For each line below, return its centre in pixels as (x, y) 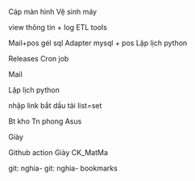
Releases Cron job (39, 59)
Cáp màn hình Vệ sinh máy (53, 12)
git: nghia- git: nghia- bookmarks (63, 168)
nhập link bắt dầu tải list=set (55, 105)
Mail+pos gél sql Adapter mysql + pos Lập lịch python (98, 43)
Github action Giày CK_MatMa (58, 152)
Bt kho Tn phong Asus (45, 121)
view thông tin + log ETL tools (58, 27)
